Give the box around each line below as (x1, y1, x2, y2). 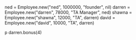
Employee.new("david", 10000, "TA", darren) (4, 20, 95, 26)
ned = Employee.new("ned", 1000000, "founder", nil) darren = (4, 4, 131, 10)
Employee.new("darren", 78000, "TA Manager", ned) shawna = (4, 9, 133, 15)
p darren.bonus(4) (4, 30, 42, 35)
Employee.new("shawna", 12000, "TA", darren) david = (4, 15, 115, 20)
